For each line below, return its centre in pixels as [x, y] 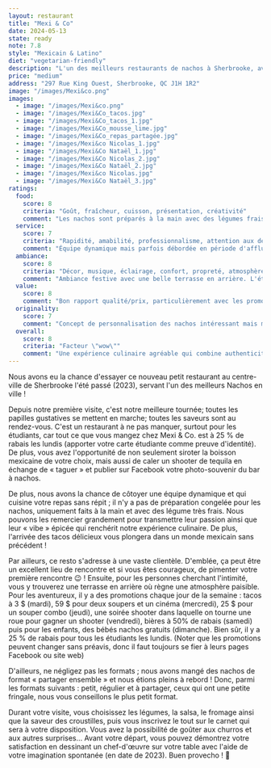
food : [25, 196]
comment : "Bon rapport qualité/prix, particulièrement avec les [133, 301]
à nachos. [25, 478]
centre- [244, 377]
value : [27, 286]
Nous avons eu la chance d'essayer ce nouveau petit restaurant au [119, 377]
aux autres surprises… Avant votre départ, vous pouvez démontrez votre [129, 738]
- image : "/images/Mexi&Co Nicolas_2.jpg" [88, 158]
